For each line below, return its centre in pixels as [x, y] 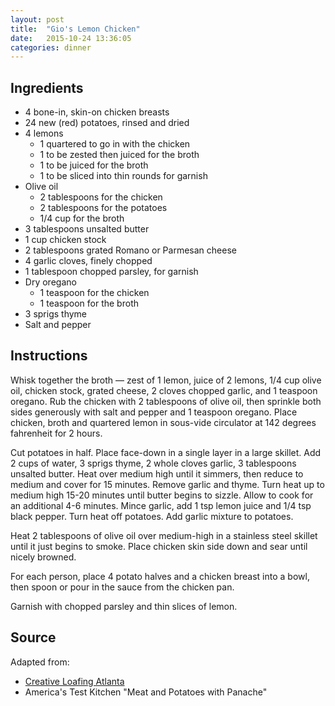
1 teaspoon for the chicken [94, 293]
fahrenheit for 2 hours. [56, 433]
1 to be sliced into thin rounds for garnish [123, 176]
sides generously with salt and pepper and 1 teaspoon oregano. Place [154, 412]
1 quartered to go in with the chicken [115, 144]
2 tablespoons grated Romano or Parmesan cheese [130, 250]
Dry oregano [50, 282]
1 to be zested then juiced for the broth [119, 155]
